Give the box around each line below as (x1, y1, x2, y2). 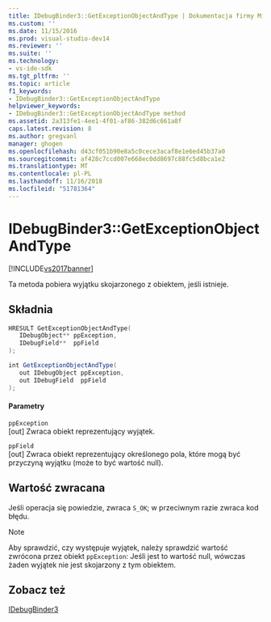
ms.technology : (8, 57, 60, 66)
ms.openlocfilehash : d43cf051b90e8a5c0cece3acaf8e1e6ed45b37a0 (8, 147, 226, 155)
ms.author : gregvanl (8, 132, 78, 140)
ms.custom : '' (8, 19, 56, 28)
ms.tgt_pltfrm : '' (8, 72, 70, 80)
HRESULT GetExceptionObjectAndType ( (8, 324, 131, 332)
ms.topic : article (8, 79, 70, 87)
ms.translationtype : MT (8, 163, 89, 171)
